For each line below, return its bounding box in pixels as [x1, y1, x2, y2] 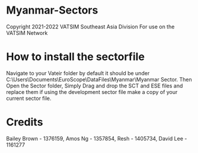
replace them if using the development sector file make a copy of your [6, 88, 178, 95]
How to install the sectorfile [6, 50, 145, 64]
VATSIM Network [6, 29, 48, 36]
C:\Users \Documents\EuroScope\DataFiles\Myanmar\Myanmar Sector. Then [6, 76, 193, 83]
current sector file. [6, 95, 52, 102]
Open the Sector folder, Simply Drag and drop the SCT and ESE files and [6, 82, 183, 89]
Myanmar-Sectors [6, 4, 98, 17]
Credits [6, 116, 43, 129]
